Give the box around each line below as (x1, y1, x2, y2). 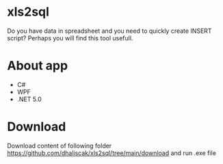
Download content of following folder (7, 141, 112, 150)
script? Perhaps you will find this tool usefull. (7, 33, 133, 42)
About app (7, 58, 68, 74)
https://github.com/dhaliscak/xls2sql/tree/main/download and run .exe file (7, 148, 217, 157)
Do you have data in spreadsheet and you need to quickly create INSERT (7, 27, 212, 35)
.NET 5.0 (16, 95, 42, 103)
